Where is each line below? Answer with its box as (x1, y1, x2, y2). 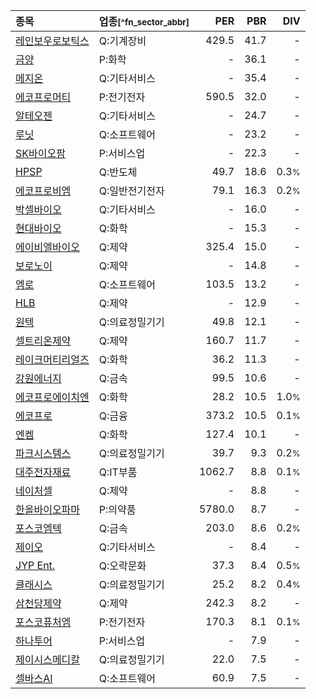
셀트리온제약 (15, 334, 72, 348)
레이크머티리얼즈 (15, 353, 90, 366)
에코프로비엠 (15, 184, 72, 198)
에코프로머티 (15, 90, 72, 104)
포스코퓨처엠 (15, 615, 72, 629)
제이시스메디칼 (15, 653, 81, 666)
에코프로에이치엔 (15, 390, 90, 404)
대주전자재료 (15, 465, 72, 479)
